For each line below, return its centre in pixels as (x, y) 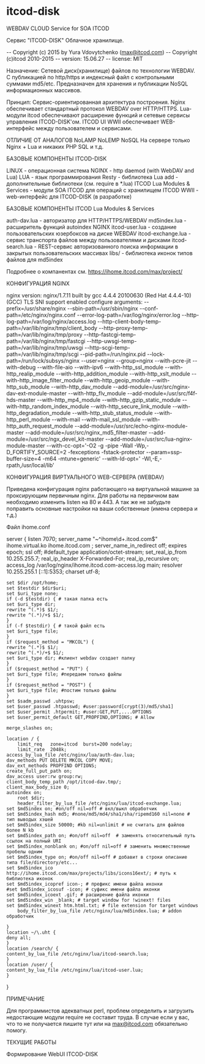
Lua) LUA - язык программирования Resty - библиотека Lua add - (92, 177)
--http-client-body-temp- (129, 321)
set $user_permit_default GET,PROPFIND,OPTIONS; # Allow (80, 717)
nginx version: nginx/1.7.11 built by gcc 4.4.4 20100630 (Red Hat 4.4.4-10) (99, 295)
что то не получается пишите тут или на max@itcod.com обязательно (97, 1023)
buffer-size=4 (24, 459)
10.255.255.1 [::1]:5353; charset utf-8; (53, 571)
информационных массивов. (44, 90)
